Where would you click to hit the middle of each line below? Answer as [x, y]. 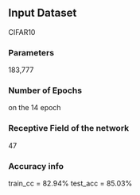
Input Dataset [43, 13]
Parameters [31, 52]
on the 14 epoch [35, 108]
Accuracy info [36, 166]
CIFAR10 [22, 32]
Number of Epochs [45, 90]
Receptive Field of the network [69, 128]
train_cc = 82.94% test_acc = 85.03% [70, 183]
